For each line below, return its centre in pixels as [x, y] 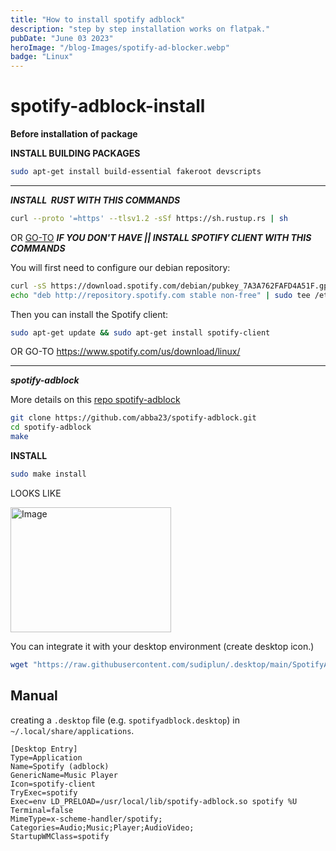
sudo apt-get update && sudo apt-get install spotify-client [140, 332]
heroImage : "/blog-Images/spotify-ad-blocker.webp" [120, 47]
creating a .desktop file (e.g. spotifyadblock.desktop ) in [125, 720]
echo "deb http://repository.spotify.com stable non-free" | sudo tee [160, 295]
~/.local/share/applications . [72, 730]
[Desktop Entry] [44, 749]
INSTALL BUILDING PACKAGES [75, 153]
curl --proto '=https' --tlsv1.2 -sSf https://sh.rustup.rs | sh [149, 218]
